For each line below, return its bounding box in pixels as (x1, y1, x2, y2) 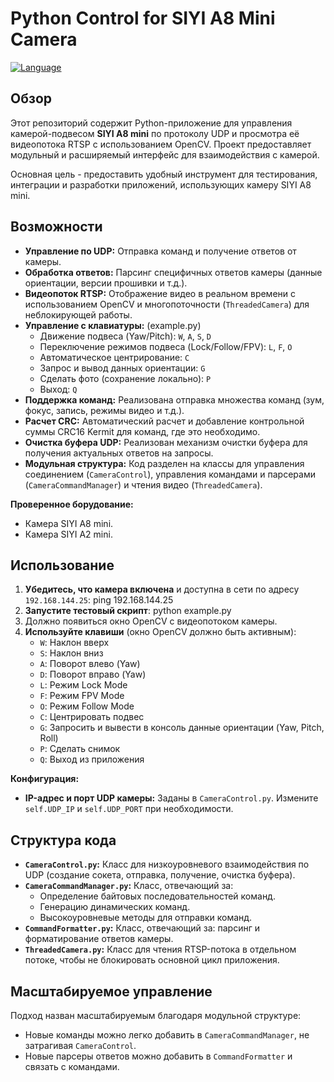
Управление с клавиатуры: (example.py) (24, 319, 202, 331)
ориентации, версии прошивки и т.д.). (24, 277, 188, 289)
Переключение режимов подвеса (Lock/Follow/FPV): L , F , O (39, 340, 293, 352)
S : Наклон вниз (39, 647, 104, 659)
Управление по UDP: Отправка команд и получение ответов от (24, 245, 297, 257)
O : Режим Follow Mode (39, 700, 135, 712)
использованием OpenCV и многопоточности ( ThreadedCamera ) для (24, 298, 310, 310)
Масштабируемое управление (10, 983, 213, 1000)
